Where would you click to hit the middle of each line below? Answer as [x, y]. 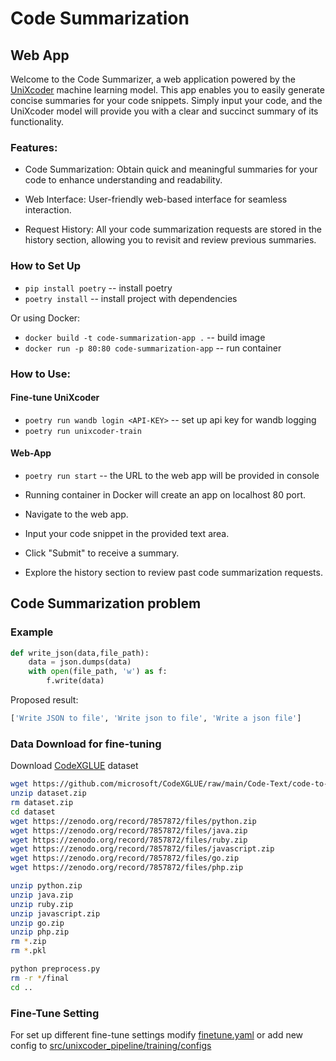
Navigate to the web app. [76, 514]
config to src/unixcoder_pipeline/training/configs [111, 1045]
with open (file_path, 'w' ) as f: [98, 672]
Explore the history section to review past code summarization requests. [173, 572]
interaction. [48, 210]
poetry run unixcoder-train [83, 431]
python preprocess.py [55, 969]
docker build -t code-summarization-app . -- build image [145, 337]
